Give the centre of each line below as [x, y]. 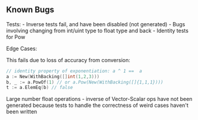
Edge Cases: [22, 48]
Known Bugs [30, 10]
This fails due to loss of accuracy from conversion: [68, 60]
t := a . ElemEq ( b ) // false [40, 88]
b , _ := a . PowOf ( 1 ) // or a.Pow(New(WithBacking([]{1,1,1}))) [85, 82]
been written [22, 112]
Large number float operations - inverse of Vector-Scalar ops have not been [99, 99]
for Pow [16, 37]
